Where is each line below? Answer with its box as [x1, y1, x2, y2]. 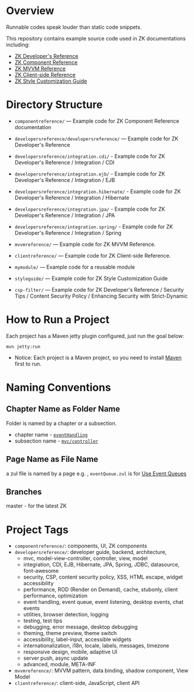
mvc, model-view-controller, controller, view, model [23, 555, 148, 562]
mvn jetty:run [6, 343, 41, 350]
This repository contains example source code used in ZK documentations [6, 35, 186, 42]
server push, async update [23, 654, 89, 661]
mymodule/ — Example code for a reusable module [14, 263, 135, 271]
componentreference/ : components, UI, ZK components [14, 542, 148, 549]
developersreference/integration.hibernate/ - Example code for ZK [14, 188, 181, 195]
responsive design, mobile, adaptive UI [23, 649, 118, 656]
